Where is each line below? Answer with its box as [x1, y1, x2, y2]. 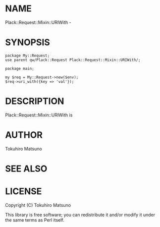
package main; [5, 66, 35, 71]
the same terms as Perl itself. [5, 217, 64, 223]
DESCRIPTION [5, 96, 64, 107]
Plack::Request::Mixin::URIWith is [5, 112, 73, 118]
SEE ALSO [5, 163, 48, 174]
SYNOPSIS [5, 37, 51, 48]
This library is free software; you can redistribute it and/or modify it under [5, 212, 156, 218]
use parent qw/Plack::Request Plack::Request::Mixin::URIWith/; [5, 57, 141, 62]
